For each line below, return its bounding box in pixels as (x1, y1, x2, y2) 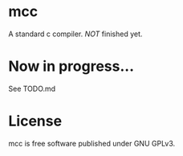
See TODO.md (8, 84, 56, 93)
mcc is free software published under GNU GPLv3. (8, 138, 176, 148)
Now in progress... (8, 57, 135, 76)
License (8, 112, 63, 130)
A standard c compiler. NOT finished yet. (8, 29, 143, 39)
